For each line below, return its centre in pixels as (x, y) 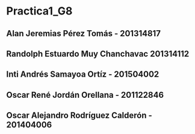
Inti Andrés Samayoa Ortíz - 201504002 (83, 75)
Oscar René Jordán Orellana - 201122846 (85, 95)
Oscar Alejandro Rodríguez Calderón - (79, 116)
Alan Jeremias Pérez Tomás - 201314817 (84, 33)
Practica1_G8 (39, 11)
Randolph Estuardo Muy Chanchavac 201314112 (98, 53)
